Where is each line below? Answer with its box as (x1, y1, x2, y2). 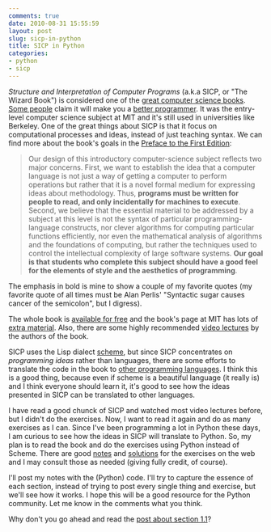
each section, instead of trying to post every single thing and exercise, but (8, 481, 256, 491)
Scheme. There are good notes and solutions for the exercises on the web (8, 448, 256, 458)
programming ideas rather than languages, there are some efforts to (8, 355, 236, 365)
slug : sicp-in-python (8, 34, 82, 43)
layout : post (8, 27, 53, 35)
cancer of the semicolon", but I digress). (8, 298, 142, 308)
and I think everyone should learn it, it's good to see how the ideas (8, 381, 231, 391)
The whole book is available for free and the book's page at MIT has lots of (8, 314, 259, 323)
